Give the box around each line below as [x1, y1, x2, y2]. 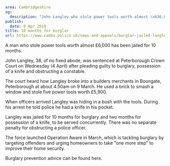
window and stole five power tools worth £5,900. [5, 89, 107, 95]
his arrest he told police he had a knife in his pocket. [5, 104, 114, 110]
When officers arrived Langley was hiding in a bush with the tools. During [5, 99, 158, 105]
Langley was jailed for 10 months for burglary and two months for [5, 114, 141, 120]
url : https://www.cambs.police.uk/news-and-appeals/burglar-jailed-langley [5, 33, 168, 38]
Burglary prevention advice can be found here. [5, 155, 103, 161]
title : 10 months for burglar [5, 28, 69, 34]
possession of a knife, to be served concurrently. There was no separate [5, 119, 157, 125]
